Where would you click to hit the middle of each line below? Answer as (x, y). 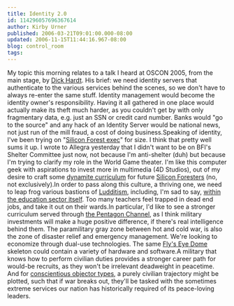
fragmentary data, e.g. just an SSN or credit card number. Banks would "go (115, 117)
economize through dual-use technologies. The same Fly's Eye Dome (108, 244)
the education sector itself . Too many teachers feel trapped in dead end (110, 199)
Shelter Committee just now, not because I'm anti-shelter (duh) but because (116, 154)
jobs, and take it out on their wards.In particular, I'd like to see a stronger (111, 207)
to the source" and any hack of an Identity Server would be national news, (114, 125)
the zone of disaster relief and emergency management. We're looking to (112, 236)
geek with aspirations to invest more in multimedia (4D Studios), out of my (114, 169)
